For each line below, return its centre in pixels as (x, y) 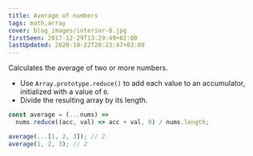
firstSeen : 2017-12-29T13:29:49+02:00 (73, 38)
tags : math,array (37, 23)
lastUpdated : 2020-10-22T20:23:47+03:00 (77, 45)
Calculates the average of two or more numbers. (88, 68)
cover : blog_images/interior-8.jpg (68, 30)
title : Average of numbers (53, 16)
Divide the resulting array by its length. (84, 100)
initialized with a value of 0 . (64, 92)
